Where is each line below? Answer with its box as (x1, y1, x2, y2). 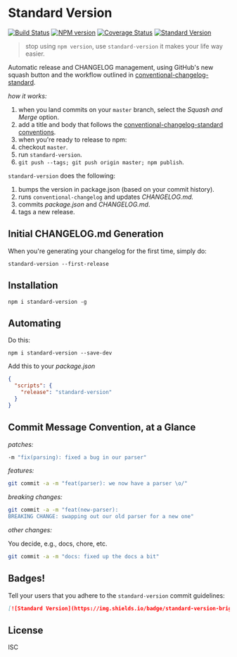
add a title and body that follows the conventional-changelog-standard (18, 120, 224, 128)
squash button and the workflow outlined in (8, 70, 134, 79)
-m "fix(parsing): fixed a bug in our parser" (8, 453, 147, 461)
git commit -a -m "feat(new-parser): (8, 506, 119, 514)
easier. (25, 49, 45, 58)
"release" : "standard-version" (20, 389, 113, 396)
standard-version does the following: (8, 171, 115, 180)
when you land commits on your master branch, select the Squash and (18, 105, 223, 113)
